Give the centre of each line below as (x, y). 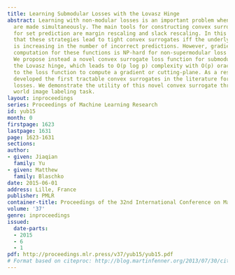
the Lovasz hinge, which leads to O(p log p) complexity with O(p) (114, 66)
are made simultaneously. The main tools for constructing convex (112, 27)
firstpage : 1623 (31, 124)
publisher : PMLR (31, 196)
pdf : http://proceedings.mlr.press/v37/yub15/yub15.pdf (90, 255)
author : (19, 150)
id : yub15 (22, 111)
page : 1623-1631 (31, 137)
